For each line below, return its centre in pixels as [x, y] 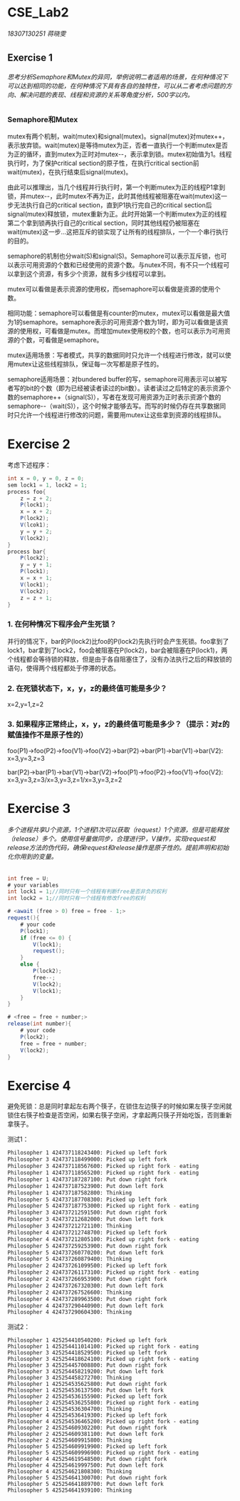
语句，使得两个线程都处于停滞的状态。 [63, 668]
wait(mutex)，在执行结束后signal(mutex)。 [70, 171]
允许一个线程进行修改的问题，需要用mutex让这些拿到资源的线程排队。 [122, 414]
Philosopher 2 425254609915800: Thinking [70, 1440]
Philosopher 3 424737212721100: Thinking [70, 1226]
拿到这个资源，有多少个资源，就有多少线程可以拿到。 [91, 274]
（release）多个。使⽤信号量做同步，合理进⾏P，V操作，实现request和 [111, 839]
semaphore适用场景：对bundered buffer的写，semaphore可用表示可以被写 [118, 379]
